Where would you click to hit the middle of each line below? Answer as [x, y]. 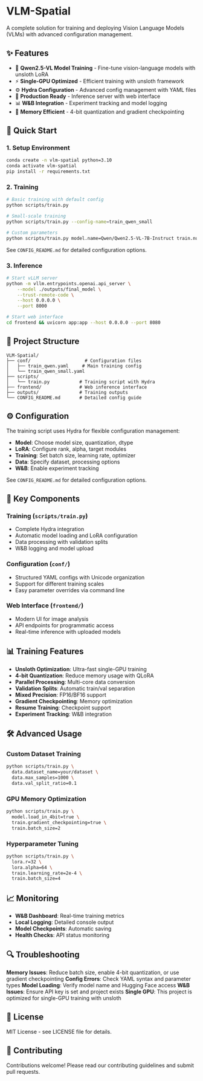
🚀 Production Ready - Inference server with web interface [88, 96]
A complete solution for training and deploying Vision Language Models [95, 28]
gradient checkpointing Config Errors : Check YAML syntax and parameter [99, 979]
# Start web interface [35, 317]
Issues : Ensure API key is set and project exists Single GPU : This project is [99, 992]
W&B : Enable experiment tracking [57, 468]
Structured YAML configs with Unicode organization [80, 577]
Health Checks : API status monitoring [62, 935]
